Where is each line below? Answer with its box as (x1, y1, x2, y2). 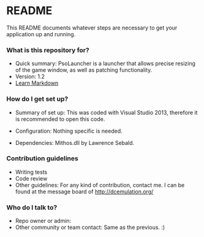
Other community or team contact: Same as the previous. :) (15, 223, 165, 231)
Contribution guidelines (6, 154, 78, 163)
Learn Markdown (15, 79, 59, 87)
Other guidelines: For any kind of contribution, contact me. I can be (15, 181, 185, 188)
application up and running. (6, 30, 76, 37)
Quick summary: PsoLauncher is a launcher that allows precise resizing (15, 60, 196, 68)
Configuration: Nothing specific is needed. (15, 127, 123, 134)
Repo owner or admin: (15, 217, 72, 225)
